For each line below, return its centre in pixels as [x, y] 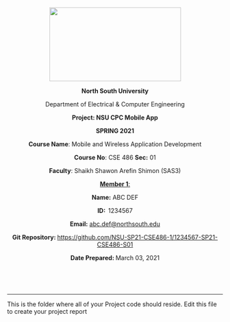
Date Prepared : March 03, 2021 [115, 258]
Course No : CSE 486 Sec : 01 [115, 157]
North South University [115, 91]
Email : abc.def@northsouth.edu [115, 224]
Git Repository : [34, 237]
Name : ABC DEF [115, 197]
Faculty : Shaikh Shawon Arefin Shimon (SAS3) [115, 171]
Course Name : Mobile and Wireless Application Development [115, 144]
